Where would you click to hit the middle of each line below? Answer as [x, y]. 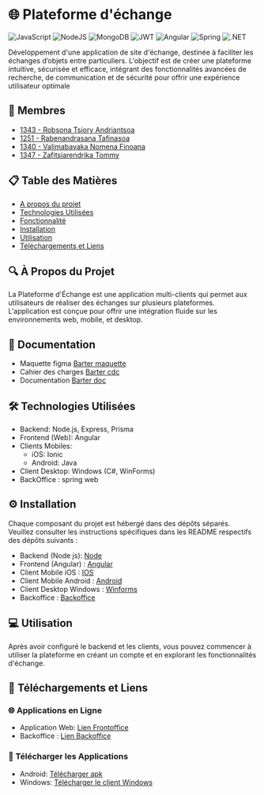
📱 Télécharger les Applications [68, 756]
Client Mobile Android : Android [71, 580]
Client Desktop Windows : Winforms [79, 589]
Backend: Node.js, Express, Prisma [77, 429]
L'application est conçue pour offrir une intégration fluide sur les [113, 311]
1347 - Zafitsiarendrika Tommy [70, 155]
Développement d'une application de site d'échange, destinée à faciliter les [131, 52]
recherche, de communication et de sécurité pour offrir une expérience [124, 77]
